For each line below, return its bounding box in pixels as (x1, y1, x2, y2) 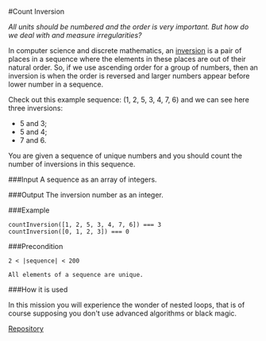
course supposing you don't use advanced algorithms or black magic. (8, 308, 237, 318)
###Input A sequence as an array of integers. (8, 174, 157, 184)
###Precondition (8, 242, 64, 251)
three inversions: (8, 103, 64, 113)
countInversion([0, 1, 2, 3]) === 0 (8, 228, 129, 236)
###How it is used (8, 285, 68, 294)
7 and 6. (19, 136, 47, 145)
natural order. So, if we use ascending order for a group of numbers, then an (8, 63, 258, 72)
